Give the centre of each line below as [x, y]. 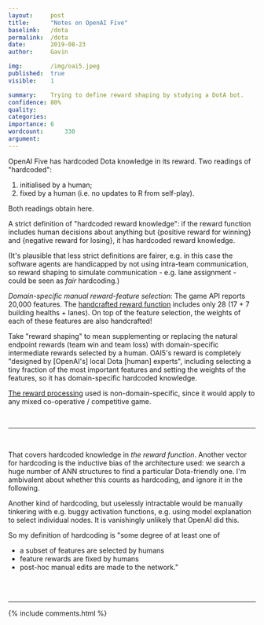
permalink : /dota [38, 37]
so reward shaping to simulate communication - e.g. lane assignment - [123, 272]
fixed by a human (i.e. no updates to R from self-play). [107, 193]
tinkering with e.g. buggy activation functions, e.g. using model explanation [130, 511]
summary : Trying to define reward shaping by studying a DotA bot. [126, 95]
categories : [27, 117]
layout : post [37, 15]
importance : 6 [31, 124]
